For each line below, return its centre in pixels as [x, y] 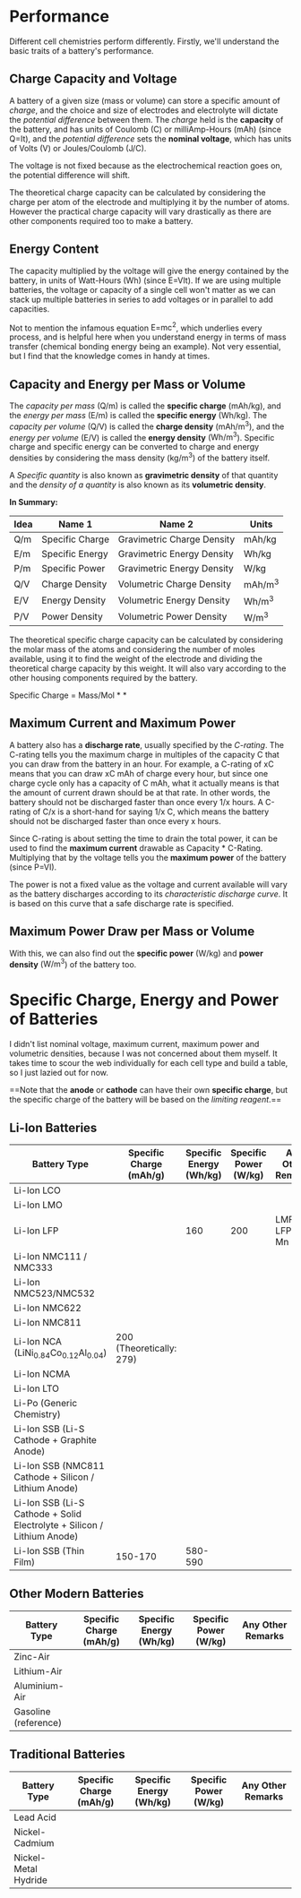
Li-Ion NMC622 [48, 1308]
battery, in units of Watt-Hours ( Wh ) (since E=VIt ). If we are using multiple [146, 280]
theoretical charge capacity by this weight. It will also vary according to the [148, 668]
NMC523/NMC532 [55, 1293]
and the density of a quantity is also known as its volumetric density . [138, 485]
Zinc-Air [32, 1656]
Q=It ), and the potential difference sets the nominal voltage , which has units [150, 138]
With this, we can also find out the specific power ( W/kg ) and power [137, 953]
